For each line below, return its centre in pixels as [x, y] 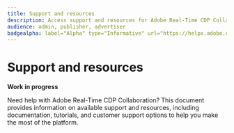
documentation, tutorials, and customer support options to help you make [113, 115]
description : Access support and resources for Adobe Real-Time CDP [109, 20]
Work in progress [33, 87]
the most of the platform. [43, 123]
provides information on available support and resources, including [103, 108]
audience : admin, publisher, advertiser [67, 26]
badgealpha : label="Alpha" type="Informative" [76, 33]
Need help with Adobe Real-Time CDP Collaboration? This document [106, 100]
